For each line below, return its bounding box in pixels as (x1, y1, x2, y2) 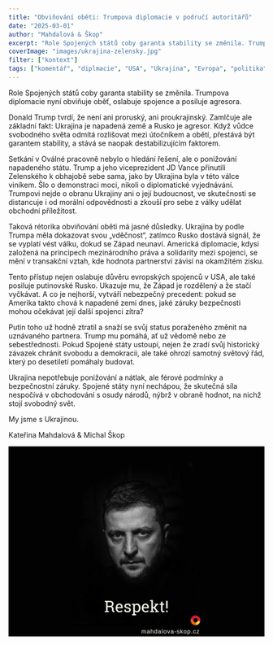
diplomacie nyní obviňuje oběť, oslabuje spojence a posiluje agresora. (8, 96, 242, 106)
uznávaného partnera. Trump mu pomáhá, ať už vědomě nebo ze (8, 330, 227, 341)
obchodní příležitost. (8, 206, 77, 216)
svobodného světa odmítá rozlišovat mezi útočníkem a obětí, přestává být (8, 129, 255, 139)
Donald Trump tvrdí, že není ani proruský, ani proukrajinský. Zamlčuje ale (8, 112, 253, 122)
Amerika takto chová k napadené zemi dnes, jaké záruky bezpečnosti (8, 298, 241, 307)
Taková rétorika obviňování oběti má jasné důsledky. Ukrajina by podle (8, 221, 245, 231)
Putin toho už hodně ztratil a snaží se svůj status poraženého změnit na (8, 322, 248, 332)
